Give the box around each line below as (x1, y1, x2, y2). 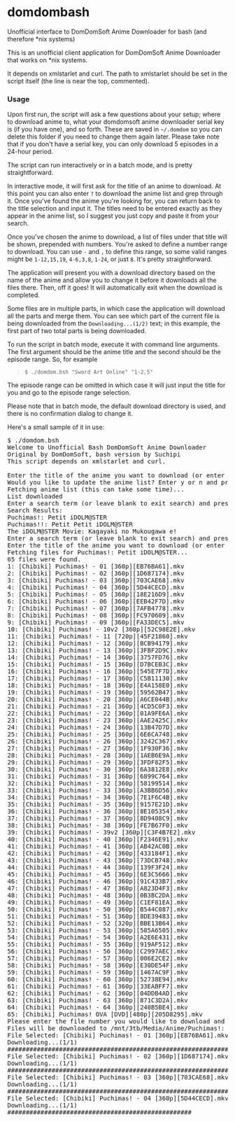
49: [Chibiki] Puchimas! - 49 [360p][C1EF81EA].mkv (7, 899, 189, 906)
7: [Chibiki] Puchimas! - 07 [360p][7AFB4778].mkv (7, 605, 185, 612)
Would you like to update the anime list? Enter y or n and (7, 479, 218, 486)
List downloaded (7, 493, 63, 500)
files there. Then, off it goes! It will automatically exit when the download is (7, 283, 222, 292)
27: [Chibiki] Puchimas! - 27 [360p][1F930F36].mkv (7, 745, 189, 752)
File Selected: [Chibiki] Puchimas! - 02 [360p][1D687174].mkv (7, 1053, 229, 1060)
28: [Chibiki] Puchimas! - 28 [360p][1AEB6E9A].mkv (7, 752, 189, 759)
